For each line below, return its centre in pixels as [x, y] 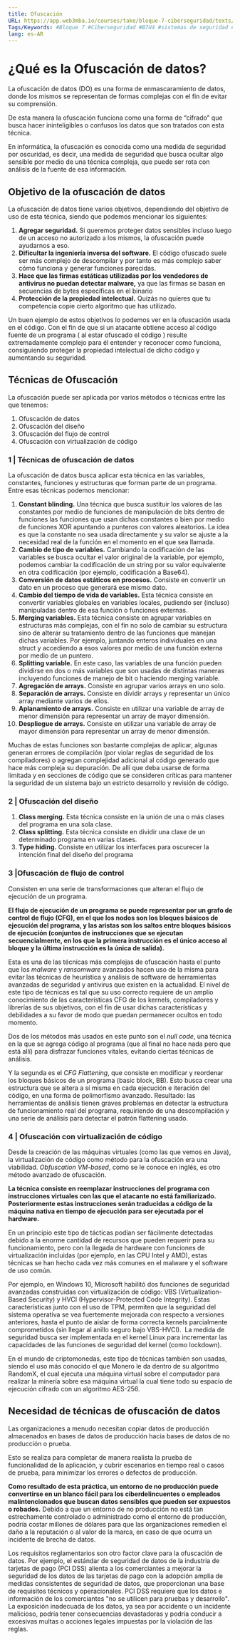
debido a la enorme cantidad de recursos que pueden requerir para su [111, 1240]
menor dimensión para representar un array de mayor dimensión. [114, 716]
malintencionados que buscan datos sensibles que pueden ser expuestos [119, 1501]
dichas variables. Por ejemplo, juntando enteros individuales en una [118, 640]
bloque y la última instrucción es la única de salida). [86, 948]
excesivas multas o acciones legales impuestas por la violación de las [110, 1621]
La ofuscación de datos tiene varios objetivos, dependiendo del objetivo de [118, 209]
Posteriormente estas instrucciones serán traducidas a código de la [110, 1204]
